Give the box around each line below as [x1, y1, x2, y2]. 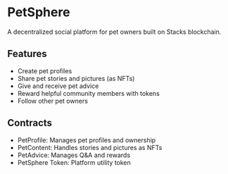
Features [7, 48, 47, 60]
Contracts [7, 117, 53, 129]
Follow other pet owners [17, 97, 88, 105]
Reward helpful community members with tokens [17, 89, 160, 97]
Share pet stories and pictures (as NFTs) [17, 74, 135, 82]
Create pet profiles [17, 66, 72, 75]
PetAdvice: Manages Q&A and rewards [17, 151, 131, 159]
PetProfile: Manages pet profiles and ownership [17, 135, 156, 144]
